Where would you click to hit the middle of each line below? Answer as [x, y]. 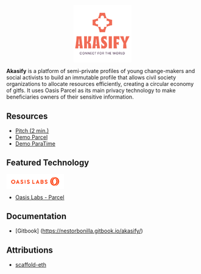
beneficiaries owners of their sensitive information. [70, 97]
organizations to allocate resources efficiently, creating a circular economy [100, 84]
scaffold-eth [31, 265]
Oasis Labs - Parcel [40, 197]
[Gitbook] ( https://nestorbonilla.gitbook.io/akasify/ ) [79, 231]
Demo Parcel [31, 137]
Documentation [37, 216]
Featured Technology [48, 163]
